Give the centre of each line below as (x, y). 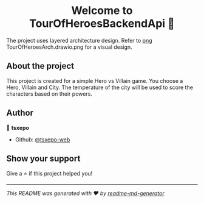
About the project (40, 66)
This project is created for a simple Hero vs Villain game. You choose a (95, 80)
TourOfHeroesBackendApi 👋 (102, 23)
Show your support (43, 158)
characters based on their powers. (49, 94)
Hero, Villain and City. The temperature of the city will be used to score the (100, 87)
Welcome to (102, 11)
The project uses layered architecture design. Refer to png (79, 40)
